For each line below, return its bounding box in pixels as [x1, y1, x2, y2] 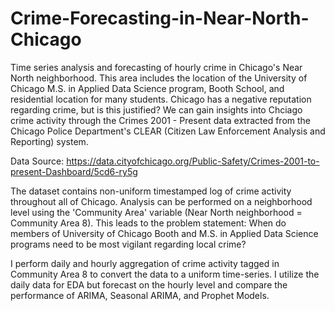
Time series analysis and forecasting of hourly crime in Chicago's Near [10, 61, 303, 73]
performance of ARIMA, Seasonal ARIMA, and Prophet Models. [10, 289, 270, 301]
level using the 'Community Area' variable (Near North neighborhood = [10, 206, 303, 218]
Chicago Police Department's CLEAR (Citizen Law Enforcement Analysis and [10, 125, 326, 137]
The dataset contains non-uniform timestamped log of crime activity [10, 185, 292, 197]
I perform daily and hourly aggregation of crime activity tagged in [10, 257, 280, 269]
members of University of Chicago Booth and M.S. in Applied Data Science [10, 227, 319, 239]
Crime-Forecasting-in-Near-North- [10, 7, 310, 30]
